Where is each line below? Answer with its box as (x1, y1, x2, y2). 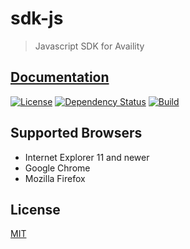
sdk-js (10, 7, 64, 30)
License (10, 201, 61, 218)
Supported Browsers (10, 125, 143, 142)
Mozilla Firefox (24, 172, 86, 184)
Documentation (10, 69, 110, 86)
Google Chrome (24, 162, 91, 174)
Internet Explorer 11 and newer (24, 151, 150, 163)
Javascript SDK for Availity (34, 40, 145, 52)
